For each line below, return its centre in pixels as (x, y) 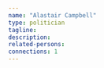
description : (30, 37)
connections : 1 (33, 52)
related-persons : (37, 45)
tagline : (22, 30)
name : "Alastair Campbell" (52, 15)
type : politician (37, 23)
